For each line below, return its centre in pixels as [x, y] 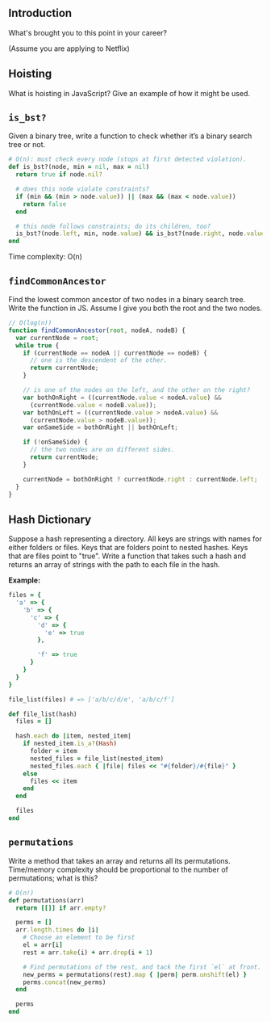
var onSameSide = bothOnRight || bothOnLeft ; [101, 427]
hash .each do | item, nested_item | [73, 736]
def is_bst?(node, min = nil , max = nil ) [79, 167]
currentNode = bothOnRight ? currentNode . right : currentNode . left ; [140, 479]
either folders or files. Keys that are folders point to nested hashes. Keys [128, 548]
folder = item [54, 751]
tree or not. [27, 145]
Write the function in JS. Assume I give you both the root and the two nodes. [135, 308]
